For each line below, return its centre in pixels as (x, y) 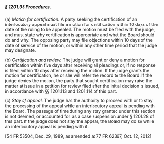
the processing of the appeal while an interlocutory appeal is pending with (80, 106)
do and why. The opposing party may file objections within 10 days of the (79, 40)
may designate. (21, 50)
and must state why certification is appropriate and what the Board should (80, 35)
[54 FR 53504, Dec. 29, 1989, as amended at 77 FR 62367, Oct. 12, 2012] (78, 136)
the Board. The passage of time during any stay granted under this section (80, 111)
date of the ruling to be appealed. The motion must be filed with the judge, (80, 29)
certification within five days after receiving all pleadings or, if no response (80, 65)
